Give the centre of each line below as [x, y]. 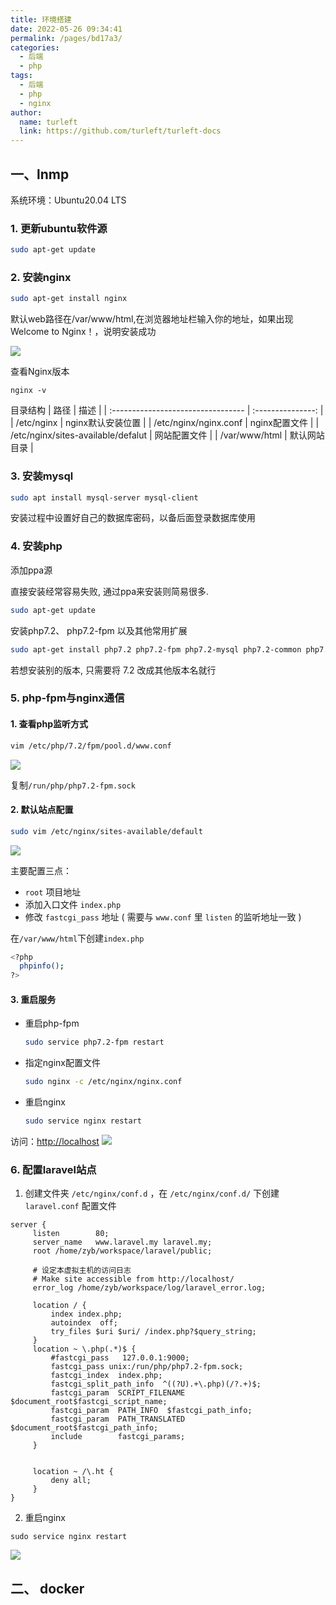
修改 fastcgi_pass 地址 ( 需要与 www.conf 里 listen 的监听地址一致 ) [163, 917]
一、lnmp [40, 174]
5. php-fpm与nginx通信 [67, 698]
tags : [21, 76]
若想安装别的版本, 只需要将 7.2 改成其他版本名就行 [113, 670]
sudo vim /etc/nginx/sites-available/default [106, 831]
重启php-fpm [52, 1023]
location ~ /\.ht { [73, 1472]
